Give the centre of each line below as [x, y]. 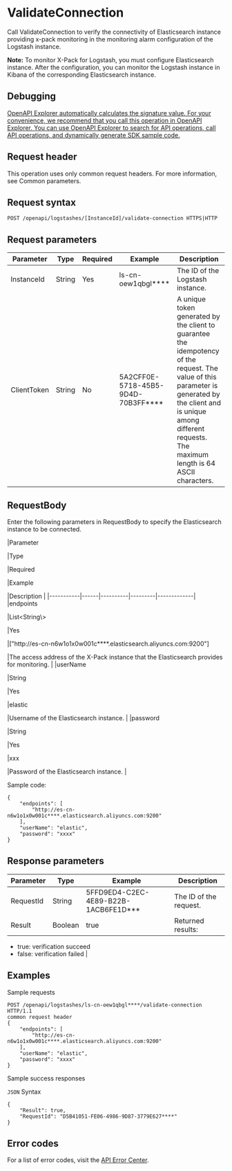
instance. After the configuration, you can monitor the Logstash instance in [114, 67]
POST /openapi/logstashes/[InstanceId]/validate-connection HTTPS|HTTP [112, 218]
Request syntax [41, 202]
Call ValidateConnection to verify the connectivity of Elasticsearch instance [114, 32]
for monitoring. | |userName [47, 664]
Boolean [66, 925]
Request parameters [52, 240]
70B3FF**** [141, 403]
